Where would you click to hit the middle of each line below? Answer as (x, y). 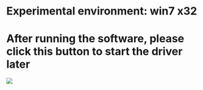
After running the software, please (95, 39)
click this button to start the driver (94, 52)
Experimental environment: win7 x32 (102, 11)
